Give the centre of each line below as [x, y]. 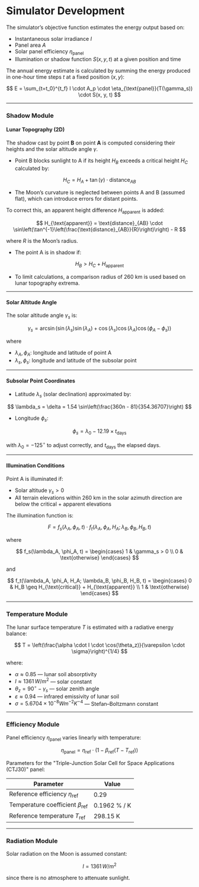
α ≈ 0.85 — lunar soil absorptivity [56, 674]
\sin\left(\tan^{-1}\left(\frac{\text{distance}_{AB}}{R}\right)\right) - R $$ [99, 230]
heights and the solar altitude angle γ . [52, 149]
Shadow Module [30, 115]
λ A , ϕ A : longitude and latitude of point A [63, 353]
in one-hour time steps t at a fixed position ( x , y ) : [65, 77]
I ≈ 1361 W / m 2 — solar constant [53, 681]
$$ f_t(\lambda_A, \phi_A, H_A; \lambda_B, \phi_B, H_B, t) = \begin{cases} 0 [99, 581]
